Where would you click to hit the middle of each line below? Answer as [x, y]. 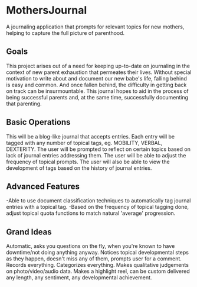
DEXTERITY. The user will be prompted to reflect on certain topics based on [98, 149]
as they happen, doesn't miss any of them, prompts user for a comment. [94, 259]
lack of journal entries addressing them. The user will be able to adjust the [96, 155]
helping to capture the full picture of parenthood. [65, 33]
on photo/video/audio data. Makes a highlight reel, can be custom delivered [98, 271]
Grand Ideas [29, 232]
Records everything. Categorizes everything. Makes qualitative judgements [97, 265]
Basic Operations [38, 122]
